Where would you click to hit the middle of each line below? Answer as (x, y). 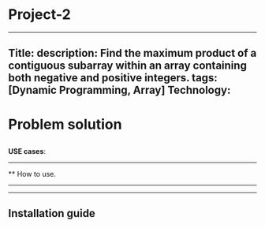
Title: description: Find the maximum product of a (132, 53)
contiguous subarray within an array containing (127, 66)
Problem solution (65, 124)
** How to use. (32, 174)
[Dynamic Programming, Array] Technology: (119, 90)
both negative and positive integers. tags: (113, 78)
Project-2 (39, 15)
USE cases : (27, 151)
